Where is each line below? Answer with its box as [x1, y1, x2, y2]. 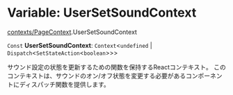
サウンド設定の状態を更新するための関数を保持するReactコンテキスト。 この [7, 62, 226, 71]
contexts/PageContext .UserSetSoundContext [7, 28, 138, 36]
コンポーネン [185, 71, 223, 80]
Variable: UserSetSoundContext [7, 5, 197, 21]
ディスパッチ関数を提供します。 [19, 80, 110, 88]
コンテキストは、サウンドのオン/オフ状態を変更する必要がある [7, 71, 186, 80]
